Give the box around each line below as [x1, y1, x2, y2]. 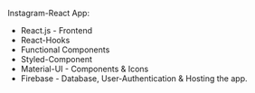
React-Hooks [20, 35, 71, 45]
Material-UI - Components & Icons [20, 63, 149, 74]
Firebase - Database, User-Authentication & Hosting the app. [20, 73, 248, 84]
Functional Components [20, 44, 110, 55]
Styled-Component [20, 54, 93, 64]
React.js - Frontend [20, 25, 93, 35]
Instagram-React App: [7, 8, 90, 18]
